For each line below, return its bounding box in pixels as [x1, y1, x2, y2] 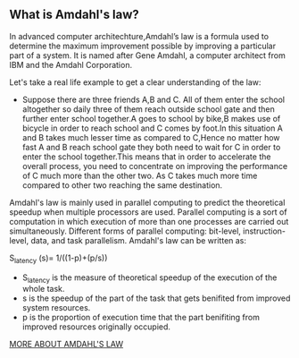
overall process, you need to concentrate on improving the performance [21, 160, 288, 171]
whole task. [21, 284, 65, 294]
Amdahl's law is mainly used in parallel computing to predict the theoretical [9, 197, 286, 208]
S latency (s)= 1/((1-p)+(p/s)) [9, 252, 108, 265]
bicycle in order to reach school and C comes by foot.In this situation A [21, 123, 284, 133]
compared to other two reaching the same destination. [21, 179, 223, 191]
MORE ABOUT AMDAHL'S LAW [9, 339, 123, 350]
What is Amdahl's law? [9, 7, 140, 22]
